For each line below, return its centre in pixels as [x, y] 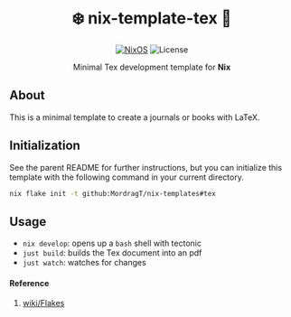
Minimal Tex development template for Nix [152, 67]
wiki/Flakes [43, 303]
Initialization [45, 146]
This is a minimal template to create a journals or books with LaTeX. [135, 117]
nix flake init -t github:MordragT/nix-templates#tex [113, 193]
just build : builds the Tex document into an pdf [112, 253]
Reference [29, 283]
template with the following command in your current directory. [127, 177]
